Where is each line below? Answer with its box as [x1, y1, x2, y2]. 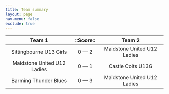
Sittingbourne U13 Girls [11, 48, 67, 55]
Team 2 [121, 37, 140, 44]
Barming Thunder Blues [11, 77, 67, 84]
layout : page [5, 12, 33, 17]
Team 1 [30, 37, 49, 44]
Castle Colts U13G [108, 63, 153, 70]
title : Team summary [5, 7, 49, 12]
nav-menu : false [5, 16, 39, 21]
